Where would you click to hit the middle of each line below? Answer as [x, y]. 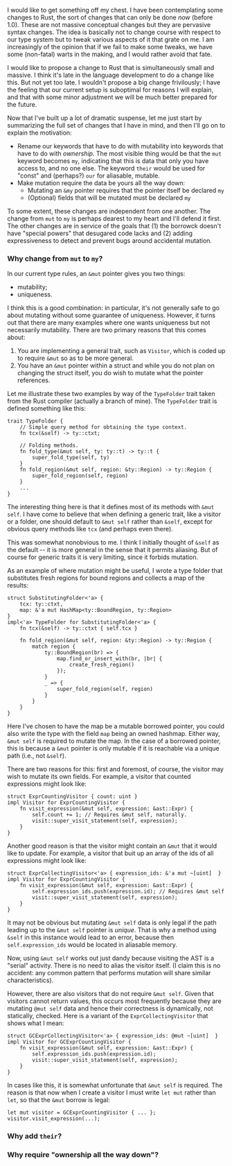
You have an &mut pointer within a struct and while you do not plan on [116, 366]
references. [34, 380]
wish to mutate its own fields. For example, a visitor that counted [99, 777]
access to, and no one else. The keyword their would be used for [111, 168]
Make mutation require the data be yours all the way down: [101, 183]
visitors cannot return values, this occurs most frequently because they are [114, 1001]
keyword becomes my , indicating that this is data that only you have [113, 161]
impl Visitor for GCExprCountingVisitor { [69, 1042]
